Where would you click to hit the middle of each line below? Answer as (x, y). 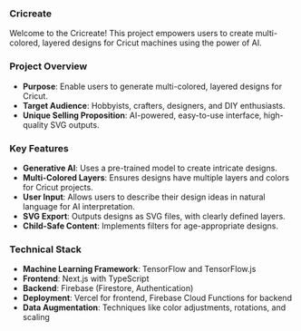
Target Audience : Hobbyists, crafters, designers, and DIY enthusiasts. (154, 105)
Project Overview (49, 66)
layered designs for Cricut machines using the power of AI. (152, 43)
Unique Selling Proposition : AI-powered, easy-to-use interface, (142, 115)
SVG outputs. (74, 124)
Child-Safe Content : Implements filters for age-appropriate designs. (150, 226)
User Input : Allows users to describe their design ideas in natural (144, 197)
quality (35, 124)
